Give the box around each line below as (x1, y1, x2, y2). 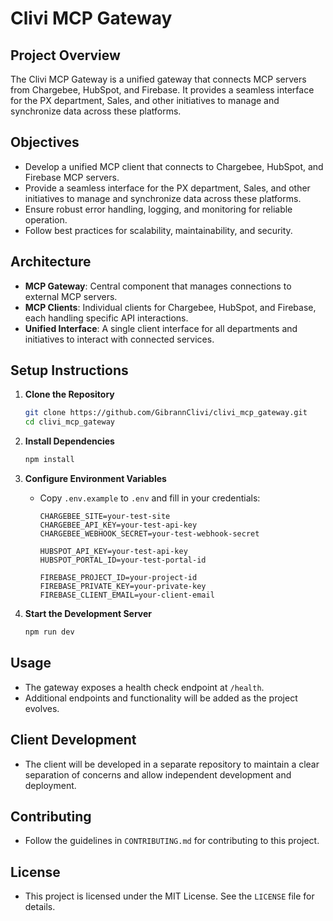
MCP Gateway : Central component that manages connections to (24, 280, 292, 292)
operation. (24, 213, 68, 226)
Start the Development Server (24, 608, 153, 620)
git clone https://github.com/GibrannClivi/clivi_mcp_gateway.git (24, 408, 308, 418)
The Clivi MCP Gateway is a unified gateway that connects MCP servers (10, 73, 307, 85)
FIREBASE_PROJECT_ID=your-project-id (39, 573, 198, 583)
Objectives (10, 134, 80, 151)
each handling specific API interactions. (24, 312, 189, 324)
